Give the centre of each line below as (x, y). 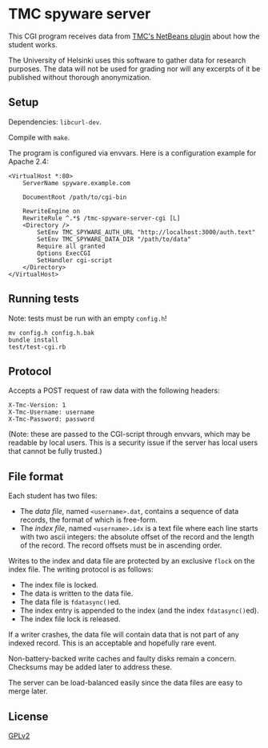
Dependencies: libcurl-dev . (55, 122)
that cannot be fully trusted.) (55, 451)
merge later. (28, 691)
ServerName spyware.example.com (76, 183)
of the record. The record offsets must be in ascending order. (121, 545)
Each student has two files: (53, 496)
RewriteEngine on (52, 211)
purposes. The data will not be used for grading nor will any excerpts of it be (134, 68)
